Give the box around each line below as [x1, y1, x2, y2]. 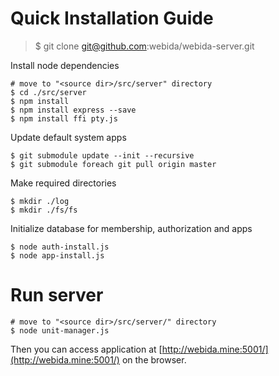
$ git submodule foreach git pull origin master [10, 159, 217, 169]
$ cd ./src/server [10, 87, 87, 97]
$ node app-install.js [10, 250, 105, 261]
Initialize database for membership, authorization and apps [10, 222, 253, 234]
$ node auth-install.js [10, 242, 110, 252]
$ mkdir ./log [10, 196, 70, 206]
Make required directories [10, 177, 117, 189]
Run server [10, 284, 104, 307]
